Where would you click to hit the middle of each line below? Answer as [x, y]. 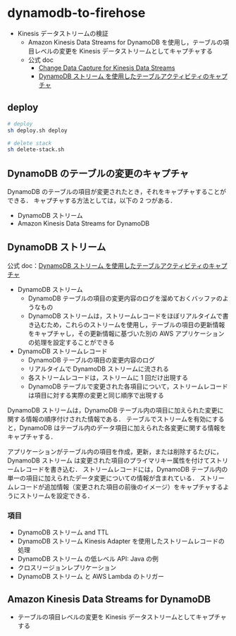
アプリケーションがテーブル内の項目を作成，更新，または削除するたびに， [115, 451]
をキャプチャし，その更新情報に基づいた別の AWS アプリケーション [126, 334]
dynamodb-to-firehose [76, 13]
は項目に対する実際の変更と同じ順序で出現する [96, 395]
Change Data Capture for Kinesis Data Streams [107, 68]
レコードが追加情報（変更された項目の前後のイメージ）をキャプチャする [118, 487]
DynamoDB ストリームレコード [62, 351]
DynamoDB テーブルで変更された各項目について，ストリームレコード [128, 386]
